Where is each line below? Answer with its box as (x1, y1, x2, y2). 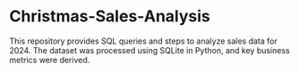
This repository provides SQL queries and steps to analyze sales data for (9, 36, 278, 46)
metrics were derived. (9, 54, 90, 65)
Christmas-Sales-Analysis (9, 6, 210, 27)
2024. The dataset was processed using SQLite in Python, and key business (9, 44, 290, 55)
